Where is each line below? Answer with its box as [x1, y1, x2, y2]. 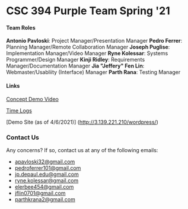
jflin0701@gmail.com [14, 189, 66, 197]
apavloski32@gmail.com [14, 158, 75, 165]
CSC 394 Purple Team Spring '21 [6, 4, 170, 18]
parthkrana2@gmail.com [14, 195, 75, 202]
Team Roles [6, 24, 36, 31]
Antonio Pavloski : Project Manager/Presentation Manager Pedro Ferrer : [6, 37, 183, 44]
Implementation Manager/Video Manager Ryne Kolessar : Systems [6, 50, 168, 57]
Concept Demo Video [6, 95, 59, 102]
